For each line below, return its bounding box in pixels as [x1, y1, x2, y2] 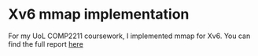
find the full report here [8, 39, 84, 48]
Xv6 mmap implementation [8, 5, 190, 23]
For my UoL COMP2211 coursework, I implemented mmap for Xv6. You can [8, 31, 251, 40]
